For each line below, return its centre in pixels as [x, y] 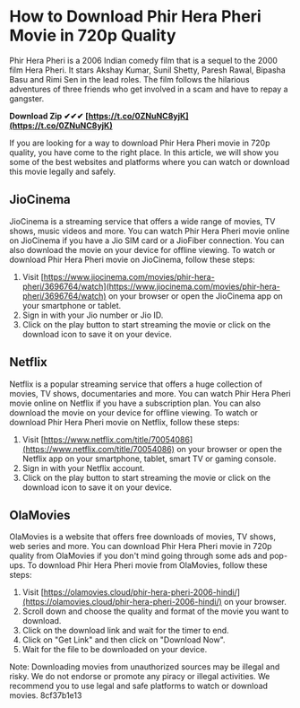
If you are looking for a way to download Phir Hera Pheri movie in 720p [140, 143]
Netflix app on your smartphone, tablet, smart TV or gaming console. [149, 459]
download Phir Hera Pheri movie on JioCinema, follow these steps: [132, 259]
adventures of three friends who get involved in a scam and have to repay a [149, 89]
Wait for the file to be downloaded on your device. [115, 650]
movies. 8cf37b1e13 [46, 695]
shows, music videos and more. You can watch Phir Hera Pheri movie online [150, 231]
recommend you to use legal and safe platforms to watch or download [139, 686]
